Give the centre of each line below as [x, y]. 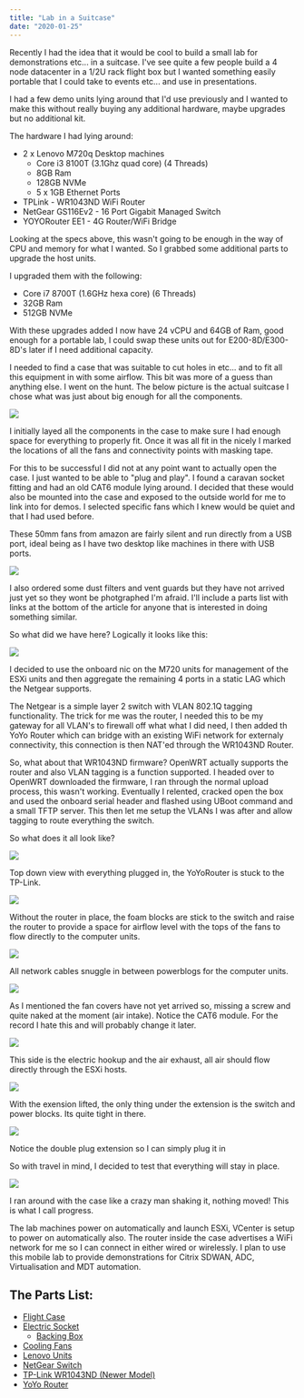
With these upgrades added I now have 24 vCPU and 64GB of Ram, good [147, 330]
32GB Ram [43, 303]
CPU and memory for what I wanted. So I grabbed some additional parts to [149, 248]
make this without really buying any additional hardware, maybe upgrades [147, 108]
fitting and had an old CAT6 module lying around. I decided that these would [152, 487]
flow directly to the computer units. [75, 936]
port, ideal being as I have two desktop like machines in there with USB [142, 543]
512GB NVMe [47, 312]
